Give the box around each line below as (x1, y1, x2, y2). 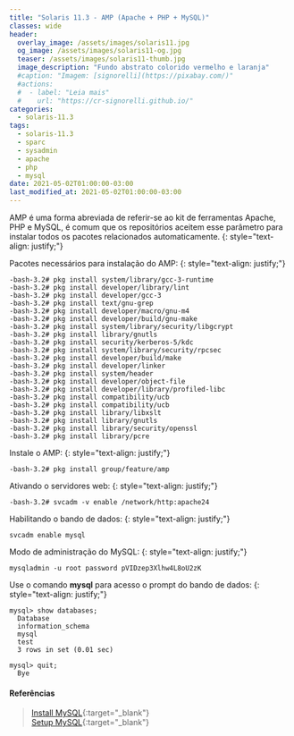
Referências (9, 688, 55, 698)
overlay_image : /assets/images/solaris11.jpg (17, 38, 190, 47)
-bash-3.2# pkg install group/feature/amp (9, 465, 170, 474)
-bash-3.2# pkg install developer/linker (9, 361, 166, 370)
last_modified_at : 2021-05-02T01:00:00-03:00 (9, 188, 181, 197)
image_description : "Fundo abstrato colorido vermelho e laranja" (17, 63, 270, 72)
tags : (9, 122, 29, 131)
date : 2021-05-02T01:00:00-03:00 (9, 180, 134, 189)
